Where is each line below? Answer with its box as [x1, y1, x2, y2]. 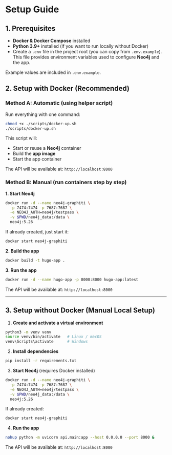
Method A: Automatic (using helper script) [5, 100, 113, 107]
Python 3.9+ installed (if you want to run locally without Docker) [12, 43, 149, 49]
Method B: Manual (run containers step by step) [5, 179, 127, 186]
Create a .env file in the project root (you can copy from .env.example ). [12, 49, 162, 54]
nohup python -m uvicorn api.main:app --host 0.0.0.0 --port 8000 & [5, 435, 155, 440]
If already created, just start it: [5, 229, 69, 235]
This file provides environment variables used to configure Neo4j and [12, 54, 160, 60]
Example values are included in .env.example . [5, 69, 101, 75]
